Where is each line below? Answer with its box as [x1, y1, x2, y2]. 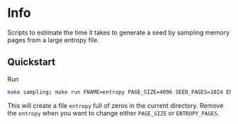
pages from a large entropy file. [7, 35, 99, 44]
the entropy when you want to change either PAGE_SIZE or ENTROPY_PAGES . [7, 108, 220, 117]
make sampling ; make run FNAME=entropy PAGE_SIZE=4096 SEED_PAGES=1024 [7, 88, 223, 96]
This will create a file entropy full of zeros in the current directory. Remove [7, 101, 224, 110]
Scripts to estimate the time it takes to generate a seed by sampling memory [7, 28, 230, 37]
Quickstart [7, 56, 56, 68]
